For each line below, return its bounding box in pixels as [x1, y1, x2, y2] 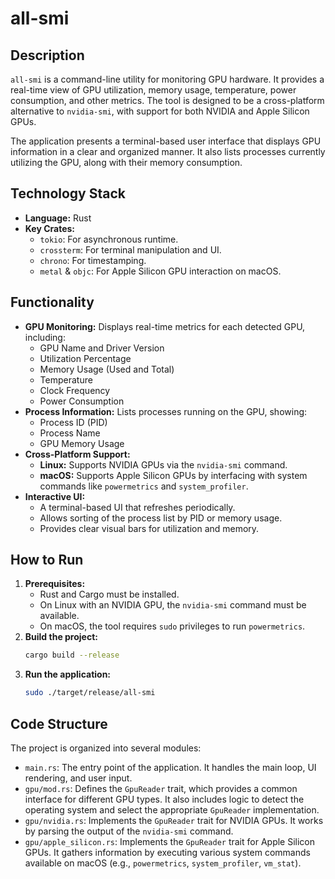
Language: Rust [24, 212, 92, 224]
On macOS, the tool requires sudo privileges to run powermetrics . [39, 620, 306, 632]
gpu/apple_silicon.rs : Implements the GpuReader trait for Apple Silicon [24, 836, 316, 847]
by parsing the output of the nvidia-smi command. [24, 825, 234, 837]
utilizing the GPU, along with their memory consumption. [10, 157, 243, 168]
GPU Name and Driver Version [39, 342, 165, 354]
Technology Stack [10, 185, 126, 202]
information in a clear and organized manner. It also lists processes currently [10, 146, 326, 157]
